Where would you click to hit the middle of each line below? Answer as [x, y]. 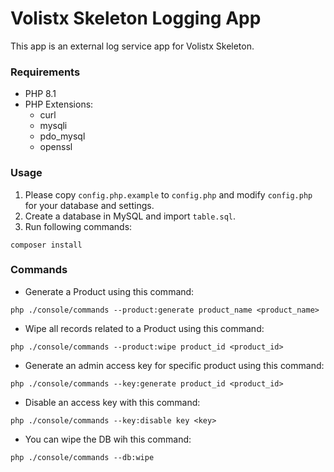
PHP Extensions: [59, 104]
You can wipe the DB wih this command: [108, 439]
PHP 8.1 [40, 94]
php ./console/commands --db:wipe [82, 457]
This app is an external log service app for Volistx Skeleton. [132, 46]
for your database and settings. [89, 205]
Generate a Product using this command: [109, 291]
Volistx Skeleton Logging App [136, 18]
